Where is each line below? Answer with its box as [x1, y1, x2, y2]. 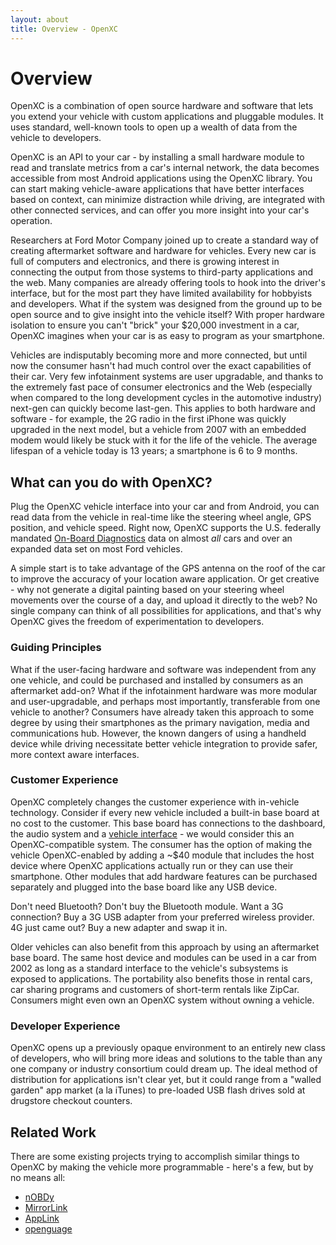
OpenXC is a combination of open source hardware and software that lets [10, 100, 314, 112]
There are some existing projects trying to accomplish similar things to [10, 1150, 300, 1162]
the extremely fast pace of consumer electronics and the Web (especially [10, 381, 313, 393]
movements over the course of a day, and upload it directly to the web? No [10, 594, 318, 606]
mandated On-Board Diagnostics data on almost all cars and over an [10, 532, 293, 545]
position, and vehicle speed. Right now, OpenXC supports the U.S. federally [10, 522, 322, 534]
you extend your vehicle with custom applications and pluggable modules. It [10, 111, 324, 123]
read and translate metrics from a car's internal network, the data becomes [10, 162, 320, 174]
